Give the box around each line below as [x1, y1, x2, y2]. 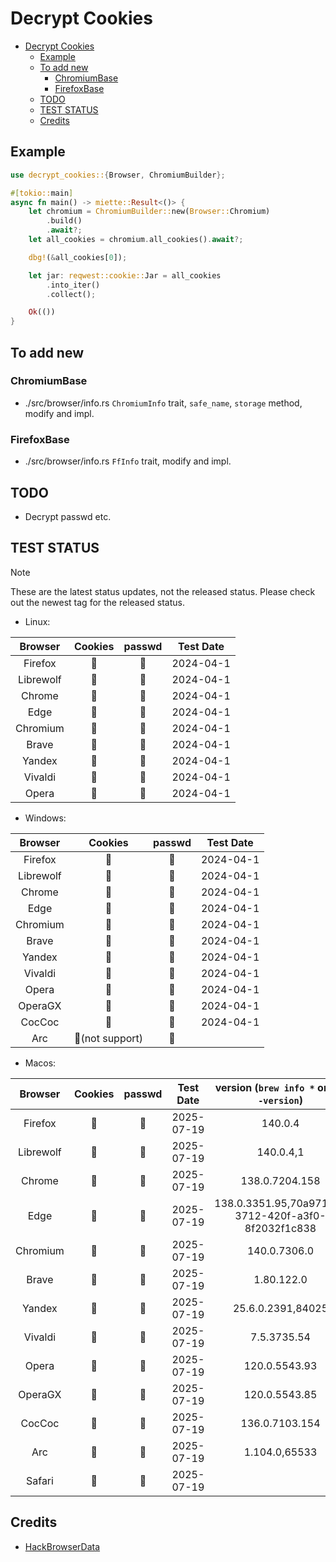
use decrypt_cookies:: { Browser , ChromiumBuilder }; [10, 170, 226, 180]
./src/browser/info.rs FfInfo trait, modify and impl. [24, 455, 232, 467]
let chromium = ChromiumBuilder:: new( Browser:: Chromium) [28, 207, 271, 217]
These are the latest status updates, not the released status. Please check [10, 585, 316, 597]
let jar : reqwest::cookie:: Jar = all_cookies [28, 270, 222, 281]
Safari [25, 1473, 54, 1487]
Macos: [24, 1057, 57, 1069]
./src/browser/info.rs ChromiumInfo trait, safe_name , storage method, [24, 397, 303, 409]
